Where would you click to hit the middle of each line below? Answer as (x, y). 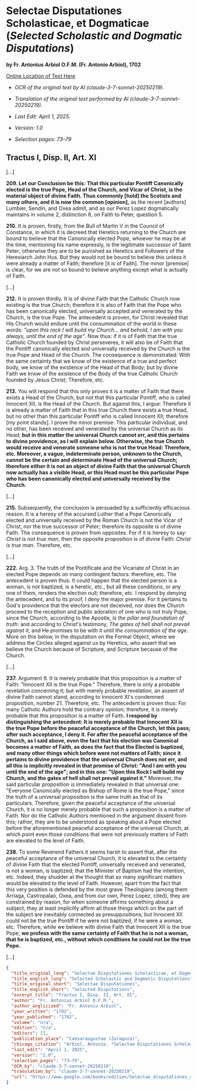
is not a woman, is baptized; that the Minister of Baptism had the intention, (96, 871)
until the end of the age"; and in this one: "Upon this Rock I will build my (95, 772)
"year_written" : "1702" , (42, 1011)
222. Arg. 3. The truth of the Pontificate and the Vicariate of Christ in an (93, 568)
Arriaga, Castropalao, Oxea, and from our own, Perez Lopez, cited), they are (98, 895)
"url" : (19, 1077)
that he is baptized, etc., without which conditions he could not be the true (98, 939)
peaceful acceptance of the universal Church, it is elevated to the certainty (96, 858)
